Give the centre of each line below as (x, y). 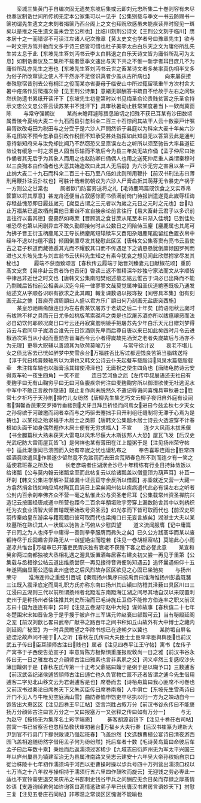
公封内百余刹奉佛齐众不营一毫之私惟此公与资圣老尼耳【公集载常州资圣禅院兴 (100, 495)
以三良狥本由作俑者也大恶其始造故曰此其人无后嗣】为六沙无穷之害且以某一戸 (100, 166)
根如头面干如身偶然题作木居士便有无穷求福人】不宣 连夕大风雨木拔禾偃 (99, 428)
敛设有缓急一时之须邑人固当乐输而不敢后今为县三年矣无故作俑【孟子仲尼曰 (98, 151)
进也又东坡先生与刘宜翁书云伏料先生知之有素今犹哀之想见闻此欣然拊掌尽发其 (100, 255)
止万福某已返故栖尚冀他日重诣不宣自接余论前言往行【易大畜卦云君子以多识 (98, 211)
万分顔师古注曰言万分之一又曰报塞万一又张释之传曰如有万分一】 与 (98, 712)
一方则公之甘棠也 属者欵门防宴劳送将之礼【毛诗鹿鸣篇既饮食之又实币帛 (99, 188)
